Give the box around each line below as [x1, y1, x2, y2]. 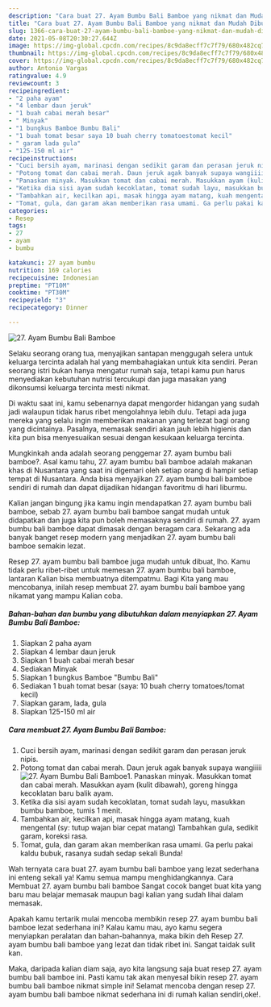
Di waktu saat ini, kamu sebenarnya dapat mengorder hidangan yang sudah [8, 398, 260, 408]
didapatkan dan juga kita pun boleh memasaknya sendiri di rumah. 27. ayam [8, 515, 261, 525]
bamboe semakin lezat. [8, 541, 86, 551]
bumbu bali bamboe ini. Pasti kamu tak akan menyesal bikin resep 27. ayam [8, 972, 259, 982]
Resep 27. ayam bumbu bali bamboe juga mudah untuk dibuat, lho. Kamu [8, 556, 251, 566]
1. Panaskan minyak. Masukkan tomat [127, 771, 252, 780]
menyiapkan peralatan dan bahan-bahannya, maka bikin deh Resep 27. [8, 930, 244, 940]
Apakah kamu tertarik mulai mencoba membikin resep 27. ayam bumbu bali [8, 913, 258, 923]
